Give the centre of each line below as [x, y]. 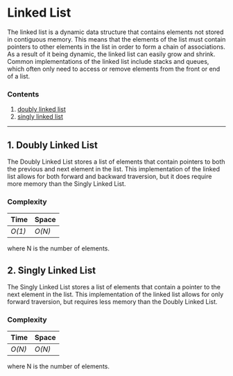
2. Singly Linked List [51, 270]
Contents [23, 94]
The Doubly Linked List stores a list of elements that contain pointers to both [116, 162]
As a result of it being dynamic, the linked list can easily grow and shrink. [111, 54]
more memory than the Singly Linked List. [67, 184]
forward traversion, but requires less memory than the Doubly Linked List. [112, 302]
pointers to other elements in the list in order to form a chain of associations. [116, 46]
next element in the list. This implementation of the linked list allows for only [115, 294]
